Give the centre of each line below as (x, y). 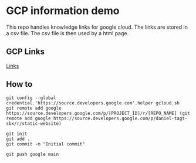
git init (17, 134)
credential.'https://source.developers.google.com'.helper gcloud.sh (93, 103)
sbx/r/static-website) (34, 123)
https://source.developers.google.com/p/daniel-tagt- (120, 118)
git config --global (31, 98)
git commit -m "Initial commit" (45, 144)
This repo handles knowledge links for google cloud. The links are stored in (97, 27)
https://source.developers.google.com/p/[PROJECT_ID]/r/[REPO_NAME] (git (98, 113)
